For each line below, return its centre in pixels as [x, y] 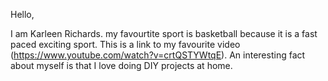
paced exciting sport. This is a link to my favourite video [125, 44]
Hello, [22, 14]
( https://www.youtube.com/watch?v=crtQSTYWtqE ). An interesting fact [158, 55]
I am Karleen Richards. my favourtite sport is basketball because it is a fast [164, 33]
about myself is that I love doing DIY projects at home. [121, 65]
